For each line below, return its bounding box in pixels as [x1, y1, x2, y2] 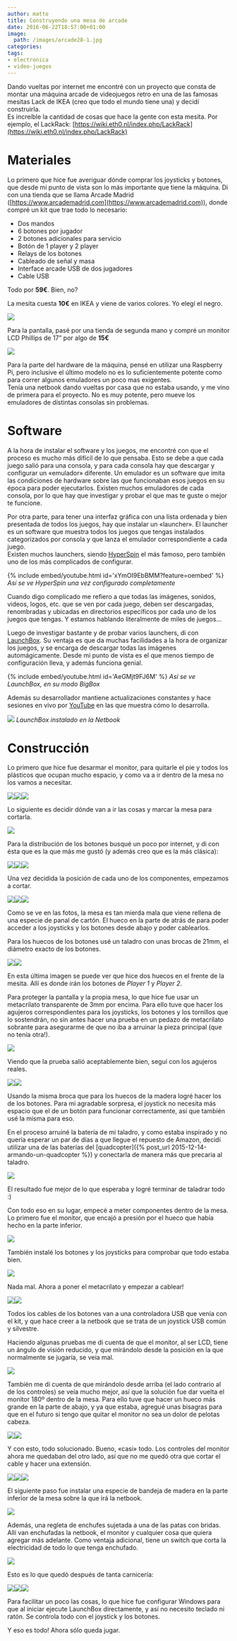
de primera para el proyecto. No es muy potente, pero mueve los [7, 390, 195, 399]
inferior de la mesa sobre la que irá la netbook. [7, 1494, 142, 1503]
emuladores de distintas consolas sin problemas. [7, 398, 150, 406]
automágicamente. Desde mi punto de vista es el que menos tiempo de [7, 651, 214, 659]
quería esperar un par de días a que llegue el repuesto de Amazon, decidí [7, 1135, 221, 1144]
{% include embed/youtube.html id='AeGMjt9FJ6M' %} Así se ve [7, 672, 196, 680]
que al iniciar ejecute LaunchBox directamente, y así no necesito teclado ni [7, 1605, 225, 1613]
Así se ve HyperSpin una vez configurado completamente [7, 579, 176, 587]
